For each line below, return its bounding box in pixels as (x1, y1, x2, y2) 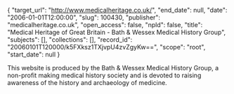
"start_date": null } (7, 50, 60, 58)
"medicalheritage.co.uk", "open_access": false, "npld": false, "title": (7, 21, 203, 29)
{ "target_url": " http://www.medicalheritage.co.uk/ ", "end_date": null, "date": (7, 6, 228, 14)
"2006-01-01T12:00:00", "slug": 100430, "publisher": (7, 13, 160, 22)
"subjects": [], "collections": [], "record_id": (7, 36, 133, 44)
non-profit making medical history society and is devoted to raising (7, 71, 202, 79)
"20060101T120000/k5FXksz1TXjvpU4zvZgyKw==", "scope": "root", (7, 43, 206, 51)
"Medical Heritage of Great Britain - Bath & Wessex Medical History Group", (7, 28, 226, 36)
